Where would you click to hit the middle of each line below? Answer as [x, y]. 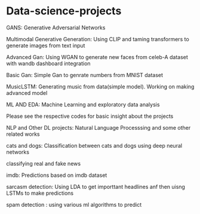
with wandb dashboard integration [48, 63]
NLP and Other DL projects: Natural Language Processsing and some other [99, 127]
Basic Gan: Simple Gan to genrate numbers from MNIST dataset [84, 75]
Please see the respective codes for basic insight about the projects [90, 116]
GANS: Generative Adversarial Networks [56, 27]
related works [23, 134]
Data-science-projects [64, 11]
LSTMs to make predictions [40, 193]
